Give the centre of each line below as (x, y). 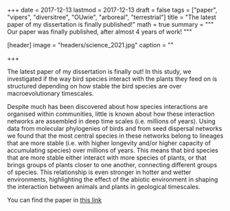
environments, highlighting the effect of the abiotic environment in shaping (113, 179)
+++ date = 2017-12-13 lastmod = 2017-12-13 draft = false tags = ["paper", (112, 10)
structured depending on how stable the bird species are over (94, 86)
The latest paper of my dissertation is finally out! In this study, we (99, 72)
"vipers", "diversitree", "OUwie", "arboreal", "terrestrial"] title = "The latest (112, 17)
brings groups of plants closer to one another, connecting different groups (112, 165)
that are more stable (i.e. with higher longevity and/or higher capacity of (109, 143)
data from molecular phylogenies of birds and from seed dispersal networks (115, 128)
